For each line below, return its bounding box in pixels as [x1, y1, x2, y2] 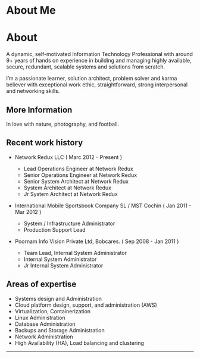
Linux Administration [14, 314, 65, 321]
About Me [6, 4, 56, 17]
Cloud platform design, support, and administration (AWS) [14, 301, 158, 309]
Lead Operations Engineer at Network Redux [23, 165, 134, 172]
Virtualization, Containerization [14, 307, 91, 315]
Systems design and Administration [14, 295, 102, 302]
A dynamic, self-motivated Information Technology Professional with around [6, 51, 193, 58]
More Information [6, 105, 73, 115]
